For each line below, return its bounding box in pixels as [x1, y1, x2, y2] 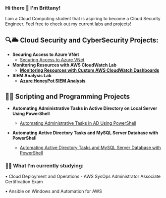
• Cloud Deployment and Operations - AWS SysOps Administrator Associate [5, 173, 161, 180]
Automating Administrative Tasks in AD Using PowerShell [19, 120, 136, 126]
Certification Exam [5, 179, 43, 185]
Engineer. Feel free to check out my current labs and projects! [5, 21, 131, 27]
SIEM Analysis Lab [12, 73, 52, 79]
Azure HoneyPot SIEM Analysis [19, 78, 86, 84]
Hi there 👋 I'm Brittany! [5, 4, 61, 11]
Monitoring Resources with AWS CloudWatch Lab [12, 62, 117, 68]
